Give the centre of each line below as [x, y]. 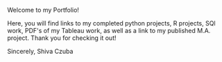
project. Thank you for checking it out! [62, 38]
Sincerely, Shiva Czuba [40, 51]
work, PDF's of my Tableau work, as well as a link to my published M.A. [109, 31]
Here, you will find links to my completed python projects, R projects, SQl [112, 23]
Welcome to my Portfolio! [43, 10]
